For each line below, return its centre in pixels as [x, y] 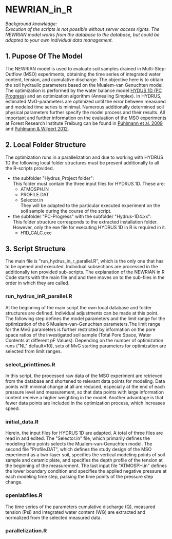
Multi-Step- [154, 68]
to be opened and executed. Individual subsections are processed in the [82, 267]
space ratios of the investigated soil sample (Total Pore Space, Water [78, 334]
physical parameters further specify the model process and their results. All [85, 112]
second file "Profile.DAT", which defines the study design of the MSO [79, 449]
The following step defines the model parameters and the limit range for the [85, 318]
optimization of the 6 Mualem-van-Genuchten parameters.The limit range [83, 324]
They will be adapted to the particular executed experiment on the [90, 205]
